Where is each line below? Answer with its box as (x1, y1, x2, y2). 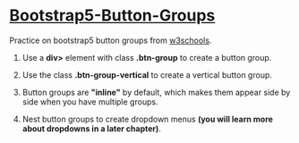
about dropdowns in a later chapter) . (21, 122, 161, 134)
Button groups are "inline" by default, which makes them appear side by (21, 87, 291, 97)
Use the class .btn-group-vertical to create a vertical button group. (21, 69, 273, 80)
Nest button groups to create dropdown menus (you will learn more (21, 114, 273, 124)
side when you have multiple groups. (21, 96, 158, 107)
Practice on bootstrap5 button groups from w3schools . (9, 35, 212, 46)
